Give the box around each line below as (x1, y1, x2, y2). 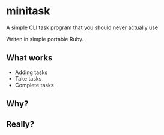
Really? (6, 119, 35, 129)
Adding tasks (14, 69, 48, 76)
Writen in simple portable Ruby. (6, 35, 84, 42)
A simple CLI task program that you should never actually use (6, 24, 158, 31)
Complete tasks (14, 81, 54, 88)
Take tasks (14, 75, 42, 82)
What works (6, 53, 53, 63)
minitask (6, 4, 50, 18)
